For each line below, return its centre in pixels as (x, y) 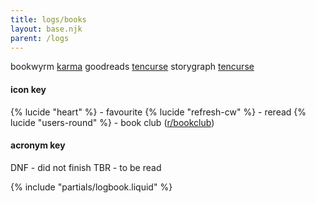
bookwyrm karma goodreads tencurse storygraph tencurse (132, 67)
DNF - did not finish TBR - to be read (86, 167)
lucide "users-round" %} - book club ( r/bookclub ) (112, 122)
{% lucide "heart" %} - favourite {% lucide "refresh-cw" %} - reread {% (158, 112)
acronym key (38, 145)
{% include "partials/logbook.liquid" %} (91, 187)
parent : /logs (40, 38)
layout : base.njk (46, 29)
